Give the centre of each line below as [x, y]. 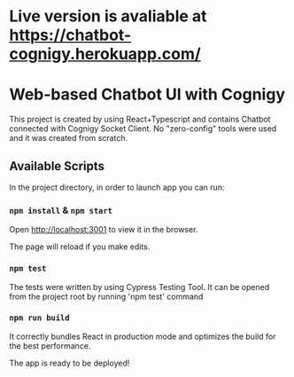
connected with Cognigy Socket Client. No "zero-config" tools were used [143, 129]
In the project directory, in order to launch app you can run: [117, 187]
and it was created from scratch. [69, 138]
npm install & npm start [61, 210]
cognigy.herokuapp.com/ [105, 54]
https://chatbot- [70, 35]
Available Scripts [57, 166]
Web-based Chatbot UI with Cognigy [147, 94]
